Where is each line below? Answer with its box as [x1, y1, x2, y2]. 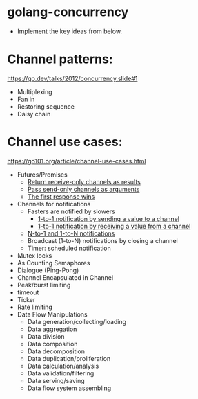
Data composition [27, 339, 78, 348]
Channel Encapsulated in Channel [17, 273, 114, 281]
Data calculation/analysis [27, 362, 99, 370]
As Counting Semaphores [17, 258, 90, 267]
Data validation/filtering [27, 369, 95, 378]
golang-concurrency [7, 4, 129, 20]
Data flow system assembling [27, 384, 112, 392]
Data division [27, 332, 65, 340]
